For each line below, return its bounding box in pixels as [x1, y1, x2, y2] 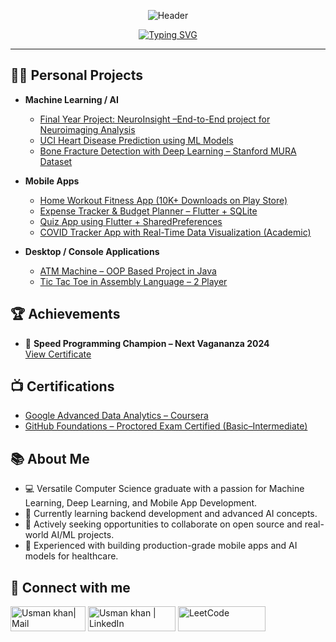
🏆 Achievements [10, 306, 121, 323]
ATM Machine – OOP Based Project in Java [39, 265, 217, 277]
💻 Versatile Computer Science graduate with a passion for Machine [24, 483, 305, 495]
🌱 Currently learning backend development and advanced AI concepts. [24, 508, 318, 520]
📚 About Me [10, 450, 90, 467]
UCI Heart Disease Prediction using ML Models [39, 134, 234, 146]
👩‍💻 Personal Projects [10, 67, 143, 84]
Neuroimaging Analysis [39, 123, 136, 135]
